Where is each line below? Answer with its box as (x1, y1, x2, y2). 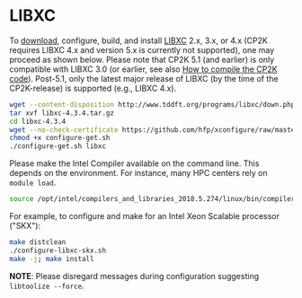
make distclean (9, 238, 67, 247)
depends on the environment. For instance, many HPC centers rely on (9, 168, 268, 179)
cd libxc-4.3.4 (9, 117, 67, 126)
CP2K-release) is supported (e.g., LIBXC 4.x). (9, 83, 177, 93)
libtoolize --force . (9, 280, 84, 291)
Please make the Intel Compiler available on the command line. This (9, 158, 260, 169)
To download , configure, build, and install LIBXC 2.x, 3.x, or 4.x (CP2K (9, 35, 268, 46)
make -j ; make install (9, 254, 94, 263)
